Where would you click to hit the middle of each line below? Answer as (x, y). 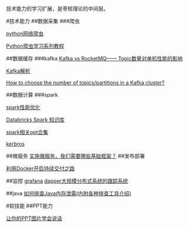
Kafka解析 (18, 71)
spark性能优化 (23, 107)
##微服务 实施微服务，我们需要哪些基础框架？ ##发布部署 (75, 156)
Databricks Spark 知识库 (35, 120)
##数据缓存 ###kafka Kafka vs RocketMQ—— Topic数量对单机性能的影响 (94, 58)
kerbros (16, 144)
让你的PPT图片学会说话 (34, 218)
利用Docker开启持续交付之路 (40, 168)
